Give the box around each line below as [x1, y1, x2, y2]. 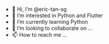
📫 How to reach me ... [11, 32, 67, 38]
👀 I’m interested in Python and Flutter [11, 12, 103, 19]
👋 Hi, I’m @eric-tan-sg [11, 6, 67, 12]
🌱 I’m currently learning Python [11, 18, 88, 25]
